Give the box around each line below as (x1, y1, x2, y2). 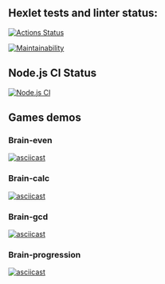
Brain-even (8, 134, 53, 146)
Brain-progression (8, 249, 81, 260)
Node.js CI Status (8, 66, 97, 80)
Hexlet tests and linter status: (8, 6, 158, 20)
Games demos (8, 111, 81, 125)
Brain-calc (8, 173, 50, 184)
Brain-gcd (8, 211, 49, 222)
